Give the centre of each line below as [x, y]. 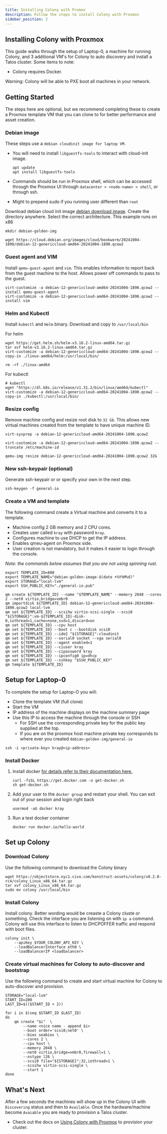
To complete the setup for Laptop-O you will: [51, 692]
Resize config [22, 409]
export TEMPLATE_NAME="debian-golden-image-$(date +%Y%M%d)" [70, 577]
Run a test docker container [41, 817]
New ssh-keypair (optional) [39, 469]
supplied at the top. [40, 728]
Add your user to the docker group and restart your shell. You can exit [84, 794]
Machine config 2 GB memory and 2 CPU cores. [62, 527]
